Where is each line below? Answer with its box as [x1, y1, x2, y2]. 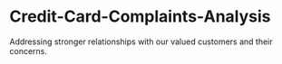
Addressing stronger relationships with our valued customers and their [9, 36, 274, 47]
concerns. [9, 45, 48, 56]
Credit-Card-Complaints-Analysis [9, 6, 271, 27]
